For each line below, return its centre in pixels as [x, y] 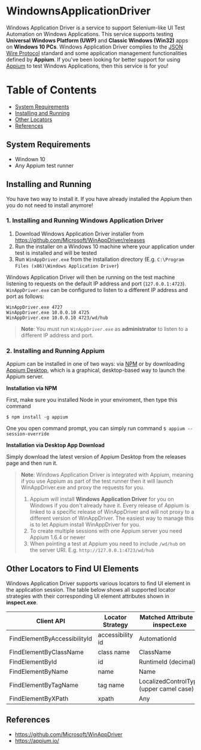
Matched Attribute [166, 617]
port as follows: [25, 296]
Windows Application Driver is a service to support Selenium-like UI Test [96, 28]
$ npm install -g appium [37, 417]
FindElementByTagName [44, 685]
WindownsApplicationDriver [78, 11]
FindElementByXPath [39, 698]
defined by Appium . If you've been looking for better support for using [93, 59]
